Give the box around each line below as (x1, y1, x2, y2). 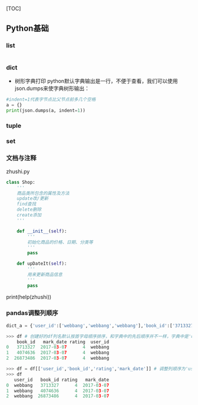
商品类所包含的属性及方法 (16, 190, 70, 196)
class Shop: (6, 179, 35, 185)
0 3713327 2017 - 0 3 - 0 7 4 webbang (6, 344, 110, 350)
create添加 (16, 212, 42, 218)
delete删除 (16, 207, 42, 213)
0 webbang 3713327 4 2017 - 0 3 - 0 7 (6, 382, 110, 388)
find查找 (16, 201, 37, 207)
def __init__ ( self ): (16, 228, 67, 234)
